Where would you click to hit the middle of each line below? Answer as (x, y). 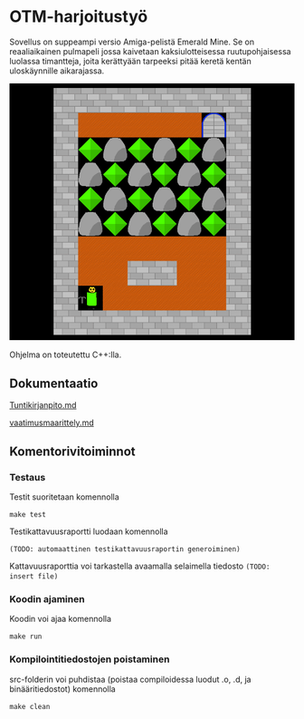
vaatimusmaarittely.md (52, 423)
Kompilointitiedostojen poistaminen (90, 659)
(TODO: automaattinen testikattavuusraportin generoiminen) (125, 549)
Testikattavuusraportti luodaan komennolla (89, 531)
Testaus (28, 477)
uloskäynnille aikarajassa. (57, 71)
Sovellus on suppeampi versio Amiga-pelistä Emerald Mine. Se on (132, 42)
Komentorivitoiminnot (72, 451)
